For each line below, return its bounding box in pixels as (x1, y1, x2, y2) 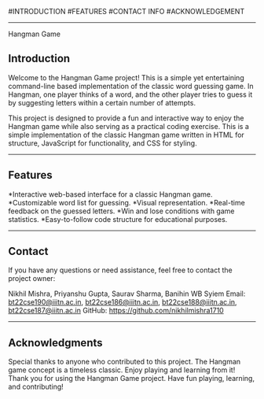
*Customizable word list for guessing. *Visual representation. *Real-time (8, 198, 245, 207)
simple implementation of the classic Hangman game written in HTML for (8, 130, 245, 139)
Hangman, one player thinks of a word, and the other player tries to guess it (8, 90, 253, 99)
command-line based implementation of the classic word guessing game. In (8, 81, 254, 91)
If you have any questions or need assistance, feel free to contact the (8, 265, 233, 275)
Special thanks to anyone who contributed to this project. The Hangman (8, 357, 241, 367)
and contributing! (8, 382, 64, 392)
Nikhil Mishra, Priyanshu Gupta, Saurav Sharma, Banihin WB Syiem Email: (8, 289, 246, 298)
